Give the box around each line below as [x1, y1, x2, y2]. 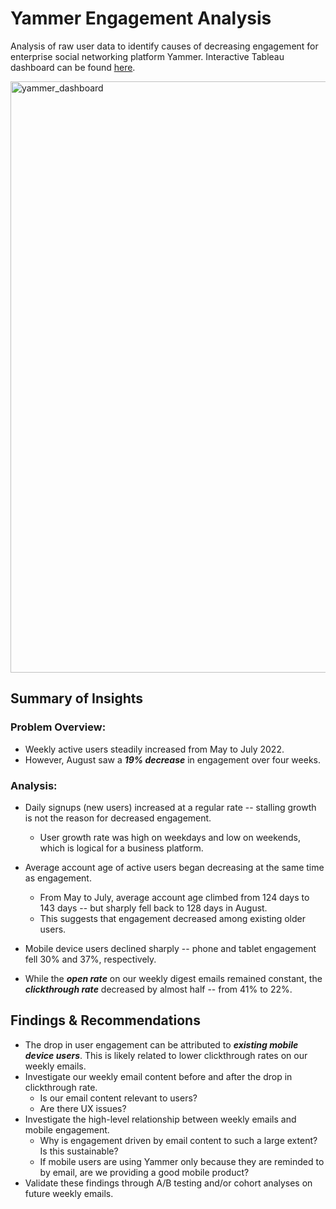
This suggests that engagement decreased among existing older [39, 912, 307, 924]
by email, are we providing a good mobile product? [39, 1166, 250, 1178]
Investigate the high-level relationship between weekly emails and [24, 1113, 297, 1125]
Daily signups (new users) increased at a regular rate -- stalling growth [24, 801, 317, 813]
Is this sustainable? [39, 1145, 119, 1157]
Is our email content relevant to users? [39, 1092, 198, 1104]
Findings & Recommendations [10, 1012, 201, 1029]
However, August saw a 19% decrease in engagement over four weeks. [24, 753, 322, 766]
